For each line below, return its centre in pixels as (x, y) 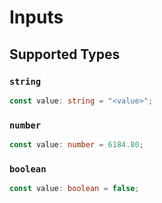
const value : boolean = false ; (74, 189)
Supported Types (65, 54)
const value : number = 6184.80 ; (76, 145)
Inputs (36, 17)
